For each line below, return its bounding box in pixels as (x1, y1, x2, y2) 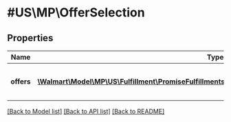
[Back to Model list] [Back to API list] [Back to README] (7, 108, 165, 115)
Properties (7, 32, 54, 44)
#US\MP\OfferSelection (7, 5, 146, 21)
